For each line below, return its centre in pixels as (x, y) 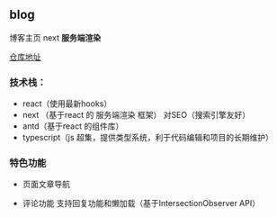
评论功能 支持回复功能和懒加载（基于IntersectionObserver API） (141, 203)
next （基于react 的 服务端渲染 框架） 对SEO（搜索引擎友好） (136, 115)
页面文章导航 (46, 185)
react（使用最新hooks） (67, 104)
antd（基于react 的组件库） (73, 126)
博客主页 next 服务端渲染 (55, 37)
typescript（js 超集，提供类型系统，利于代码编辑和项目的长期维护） (148, 138)
